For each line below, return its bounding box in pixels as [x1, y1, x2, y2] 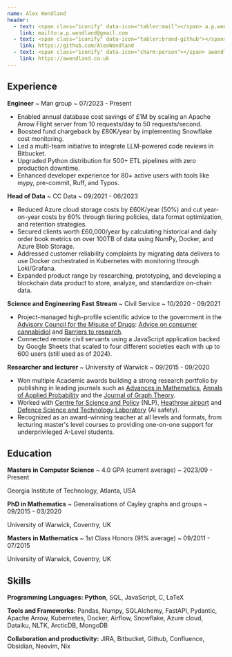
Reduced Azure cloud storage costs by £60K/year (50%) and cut [17, 205, 202, 213]
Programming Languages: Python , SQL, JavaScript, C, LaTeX [7, 593, 184, 602]
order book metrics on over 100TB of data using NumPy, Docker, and [17, 234, 214, 242]
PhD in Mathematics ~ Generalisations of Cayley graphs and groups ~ [7, 500, 209, 508]
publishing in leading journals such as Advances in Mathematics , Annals [17, 383, 223, 392]
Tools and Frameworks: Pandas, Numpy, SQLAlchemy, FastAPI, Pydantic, [7, 607, 217, 615]
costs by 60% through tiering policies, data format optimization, [41, 212, 223, 221]
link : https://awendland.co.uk [19, 55, 110, 62]
